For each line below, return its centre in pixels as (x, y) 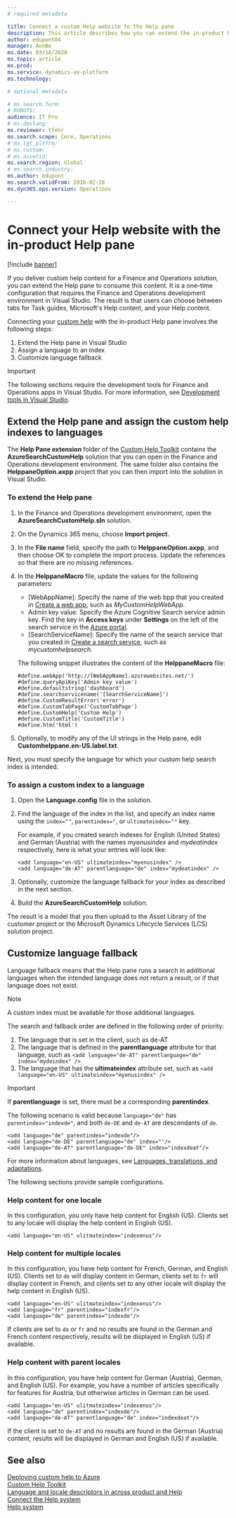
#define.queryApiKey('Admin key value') (77, 682)
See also (26, 1461)
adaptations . (25, 1168)
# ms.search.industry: (40, 169)
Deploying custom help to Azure (54, 1477)
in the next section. (45, 889)
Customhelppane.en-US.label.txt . (68, 745)
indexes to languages (55, 432)
